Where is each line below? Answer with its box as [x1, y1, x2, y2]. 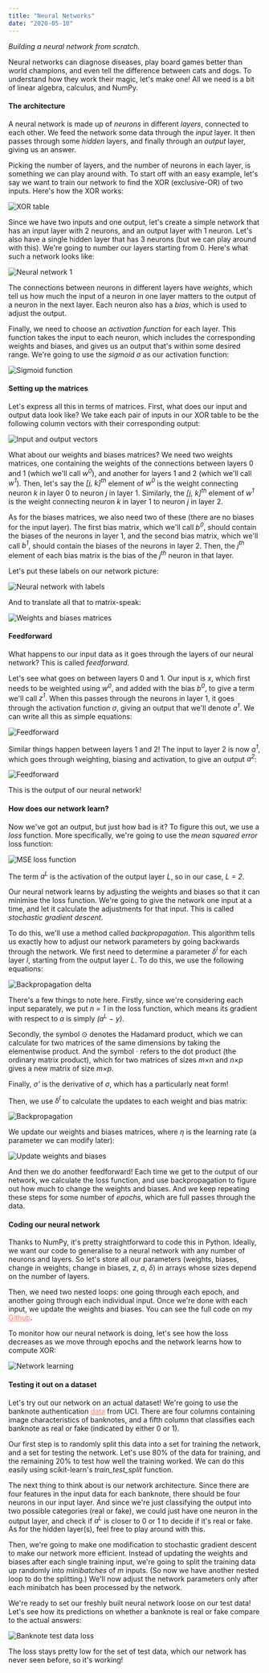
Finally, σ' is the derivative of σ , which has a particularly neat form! [8, 1079, 229, 1088]
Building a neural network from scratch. [8, 41, 141, 51]
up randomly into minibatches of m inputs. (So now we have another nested [8, 1566, 259, 1576]
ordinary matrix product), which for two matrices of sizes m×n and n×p [8, 1054, 243, 1064]
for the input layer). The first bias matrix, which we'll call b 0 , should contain [8, 520, 257, 532]
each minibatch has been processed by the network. [8, 1583, 183, 1592]
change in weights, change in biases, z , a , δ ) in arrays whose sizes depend [8, 1263, 257, 1273]
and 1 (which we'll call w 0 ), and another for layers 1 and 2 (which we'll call [8, 466, 252, 478]
